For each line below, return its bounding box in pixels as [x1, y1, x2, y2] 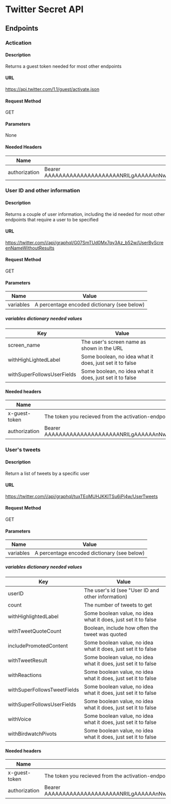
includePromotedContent [8, 642, 68, 649]
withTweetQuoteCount [8, 627, 62, 635]
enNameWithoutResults [5, 245, 54, 251]
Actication [5, 39, 32, 46]
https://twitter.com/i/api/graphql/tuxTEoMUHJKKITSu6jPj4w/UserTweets [5, 493, 158, 499]
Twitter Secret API [5, 4, 84, 15]
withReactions [8, 672, 42, 679]
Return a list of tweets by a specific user [5, 470, 90, 476]
